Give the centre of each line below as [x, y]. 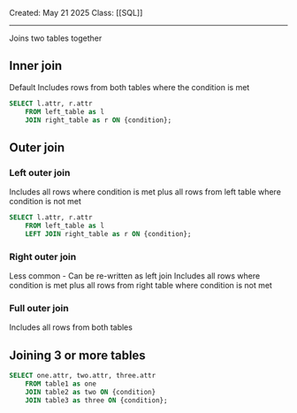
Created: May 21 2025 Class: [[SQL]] [76, 13]
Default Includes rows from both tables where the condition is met [129, 87]
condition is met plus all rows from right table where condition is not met [141, 286]
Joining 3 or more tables [77, 355]
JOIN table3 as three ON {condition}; [96, 400]
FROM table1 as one [61, 384]
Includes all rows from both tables [71, 327]
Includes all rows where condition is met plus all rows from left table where [145, 192]
